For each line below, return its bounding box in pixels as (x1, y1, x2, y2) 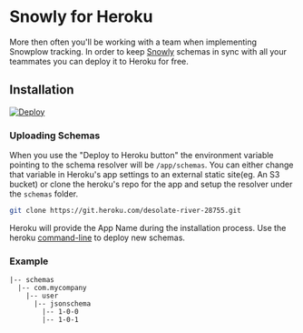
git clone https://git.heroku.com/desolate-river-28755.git (9, 207, 242, 216)
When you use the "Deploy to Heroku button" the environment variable (9, 150, 274, 161)
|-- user (25, 291, 59, 301)
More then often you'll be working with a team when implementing (9, 36, 257, 47)
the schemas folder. (9, 188, 79, 199)
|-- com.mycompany (17, 284, 88, 293)
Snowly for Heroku (9, 6, 153, 27)
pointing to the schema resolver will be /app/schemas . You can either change (9, 159, 294, 170)
